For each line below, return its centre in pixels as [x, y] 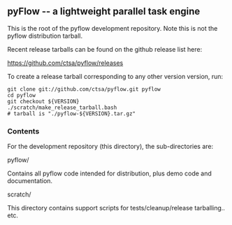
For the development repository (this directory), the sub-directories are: [110, 147]
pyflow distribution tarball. [45, 36]
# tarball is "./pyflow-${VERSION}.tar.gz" [72, 114]
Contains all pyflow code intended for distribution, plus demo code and [109, 173]
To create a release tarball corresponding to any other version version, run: [115, 76]
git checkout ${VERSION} [43, 101]
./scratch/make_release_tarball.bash [62, 108]
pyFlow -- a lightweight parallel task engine [104, 12]
